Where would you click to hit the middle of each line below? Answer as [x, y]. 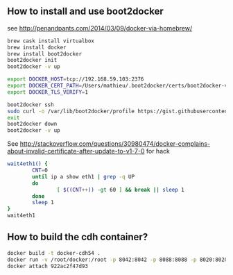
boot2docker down [32, 124]
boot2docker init [32, 60]
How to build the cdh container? [78, 237]
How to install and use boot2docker [86, 11]
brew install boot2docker [44, 54]
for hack [158, 151]
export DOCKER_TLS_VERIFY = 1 [48, 92]
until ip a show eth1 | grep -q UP [84, 176]
